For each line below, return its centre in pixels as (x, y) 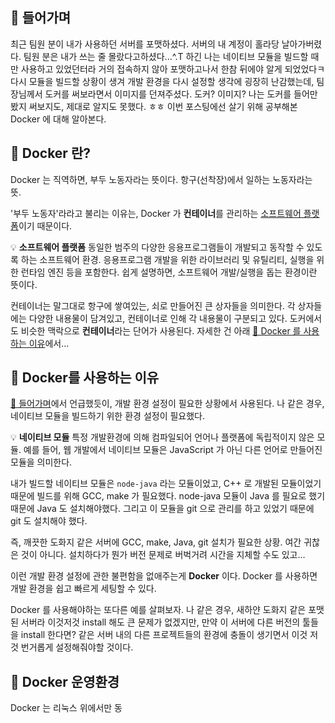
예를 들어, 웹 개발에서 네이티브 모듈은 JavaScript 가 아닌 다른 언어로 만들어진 (173, 450)
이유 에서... (49, 343)
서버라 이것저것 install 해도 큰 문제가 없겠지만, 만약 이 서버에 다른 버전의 (160, 622)
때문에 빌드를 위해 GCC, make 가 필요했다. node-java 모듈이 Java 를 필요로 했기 (168, 496)
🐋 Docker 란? (50, 153)
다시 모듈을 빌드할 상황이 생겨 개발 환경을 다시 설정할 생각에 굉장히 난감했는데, (162, 81)
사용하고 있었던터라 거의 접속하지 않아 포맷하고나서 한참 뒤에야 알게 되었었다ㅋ (173, 69)
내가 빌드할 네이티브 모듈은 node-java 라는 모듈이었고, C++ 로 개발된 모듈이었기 (166, 484)
